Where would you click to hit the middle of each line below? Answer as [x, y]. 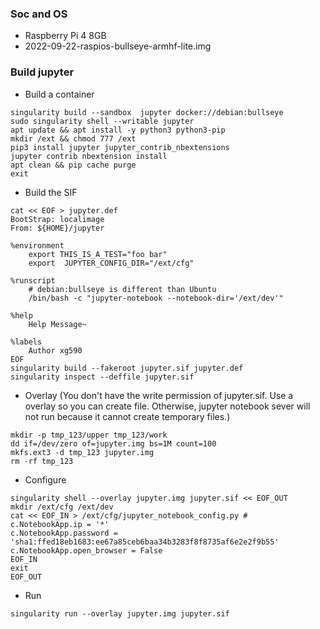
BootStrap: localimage [57, 219]
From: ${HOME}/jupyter [57, 228]
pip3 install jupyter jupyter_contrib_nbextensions [120, 147]
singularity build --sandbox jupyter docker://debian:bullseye [147, 112]
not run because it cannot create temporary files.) [127, 416]
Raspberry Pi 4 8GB [65, 36]
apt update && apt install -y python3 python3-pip [118, 130]
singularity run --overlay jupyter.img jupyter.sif [120, 613]
